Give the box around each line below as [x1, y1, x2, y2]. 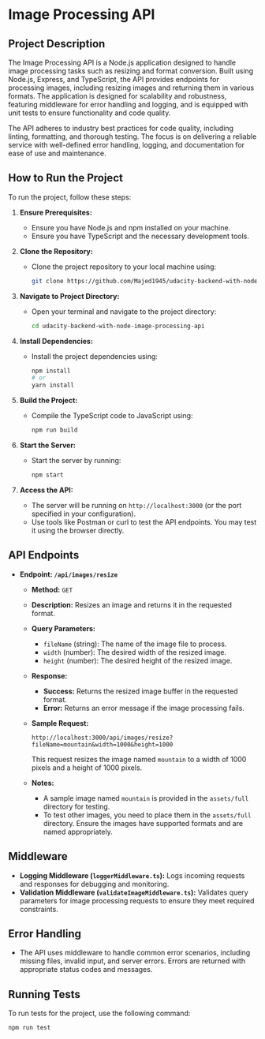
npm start [31, 471, 65, 479]
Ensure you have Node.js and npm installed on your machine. [31, 222, 231, 232]
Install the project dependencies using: [31, 351, 158, 361]
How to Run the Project [8, 171, 124, 185]
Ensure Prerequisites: [19, 207, 92, 217]
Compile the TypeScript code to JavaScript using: [31, 411, 193, 420]
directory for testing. [43, 802, 110, 811]
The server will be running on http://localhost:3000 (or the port [31, 500, 242, 510]
